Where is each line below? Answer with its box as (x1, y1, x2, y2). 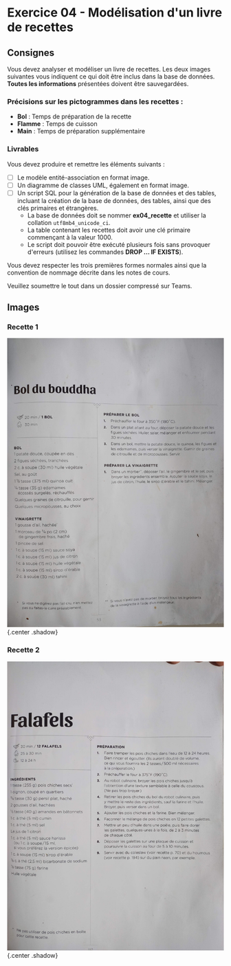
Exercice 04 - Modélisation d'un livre (7, 5, 222, 21)
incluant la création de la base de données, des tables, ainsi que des (16, 196, 211, 204)
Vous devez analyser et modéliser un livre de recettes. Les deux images (7, 65, 211, 73)
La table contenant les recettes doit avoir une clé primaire (27, 226, 191, 234)
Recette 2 (7, 645, 40, 655)
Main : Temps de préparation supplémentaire (16, 127, 146, 136)
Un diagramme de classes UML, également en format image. (16, 181, 190, 189)
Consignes (7, 47, 55, 58)
